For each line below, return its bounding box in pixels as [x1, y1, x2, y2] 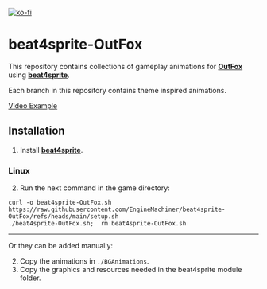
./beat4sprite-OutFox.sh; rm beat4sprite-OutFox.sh [8, 220, 187, 228]
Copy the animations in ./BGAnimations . [19, 256, 149, 266]
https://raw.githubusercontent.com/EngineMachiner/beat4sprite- [8, 205, 226, 214]
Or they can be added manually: [8, 241, 114, 251]
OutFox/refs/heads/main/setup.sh [8, 213, 119, 221]
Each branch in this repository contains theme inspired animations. [8, 85, 226, 95]
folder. [19, 273, 41, 283]
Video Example [8, 100, 58, 111]
